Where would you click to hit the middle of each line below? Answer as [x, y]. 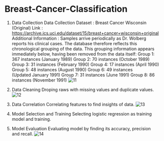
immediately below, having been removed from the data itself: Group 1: [83, 54]
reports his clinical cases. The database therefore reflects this [74, 43]
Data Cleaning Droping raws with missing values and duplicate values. [83, 89]
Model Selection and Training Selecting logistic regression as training [82, 113]
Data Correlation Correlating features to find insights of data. [73, 104]
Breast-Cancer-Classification [66, 9]
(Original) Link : [27, 28]
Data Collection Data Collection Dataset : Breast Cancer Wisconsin [79, 23]
